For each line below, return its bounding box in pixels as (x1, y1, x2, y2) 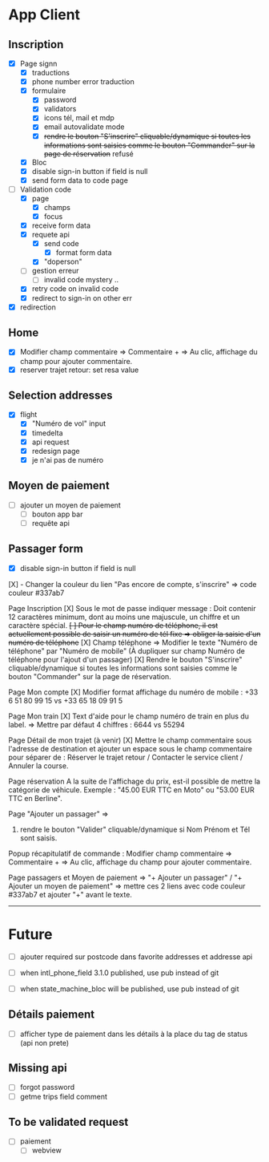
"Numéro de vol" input (31, 419, 106, 428)
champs (43, 202, 70, 212)
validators (43, 104, 77, 114)
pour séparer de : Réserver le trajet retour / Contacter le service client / (8, 752, 243, 762)
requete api (31, 230, 70, 240)
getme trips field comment (19, 1091, 108, 1101)
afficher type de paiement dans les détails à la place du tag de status (19, 1029, 248, 1039)
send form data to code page (31, 175, 128, 185)
